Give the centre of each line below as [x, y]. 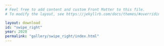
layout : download [23, 23]
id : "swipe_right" [24, 27]
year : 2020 [16, 32]
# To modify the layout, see [35, 14]
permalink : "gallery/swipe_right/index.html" [52, 36]
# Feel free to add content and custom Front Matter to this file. [75, 9]
